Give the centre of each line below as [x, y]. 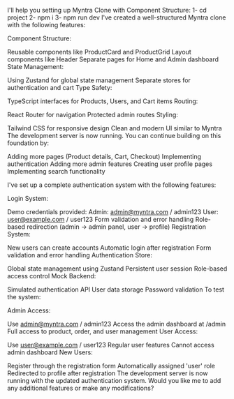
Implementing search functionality [57, 171]
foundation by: [28, 143]
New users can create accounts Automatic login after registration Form [109, 248]
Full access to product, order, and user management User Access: [102, 331]
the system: [24, 297]
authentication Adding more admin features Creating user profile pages [110, 164]
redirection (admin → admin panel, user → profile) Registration [116, 227]
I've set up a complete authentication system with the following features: [112, 185]
